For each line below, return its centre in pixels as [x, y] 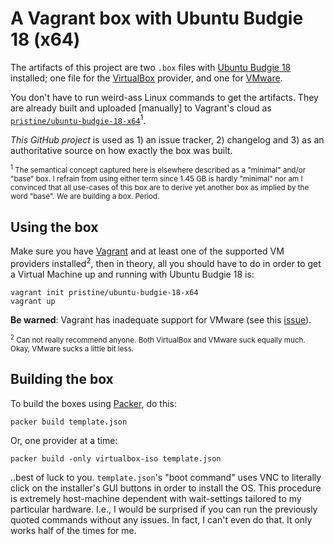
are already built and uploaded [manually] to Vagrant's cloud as [141, 108]
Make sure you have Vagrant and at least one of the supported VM [147, 251]
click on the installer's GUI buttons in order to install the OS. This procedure [166, 488]
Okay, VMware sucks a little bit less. [72, 348]
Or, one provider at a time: [64, 440]
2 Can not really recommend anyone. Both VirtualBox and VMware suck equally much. [158, 339]
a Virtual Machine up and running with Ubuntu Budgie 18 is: [132, 274]
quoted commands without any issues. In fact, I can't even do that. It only [161, 519]
